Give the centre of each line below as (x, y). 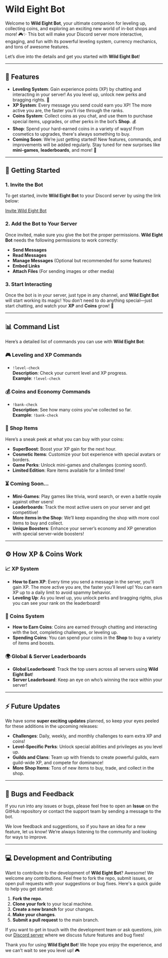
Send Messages (29, 250)
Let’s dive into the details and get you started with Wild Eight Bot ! (72, 56)
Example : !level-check (36, 378)
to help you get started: (29, 889)
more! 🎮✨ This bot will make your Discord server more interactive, (74, 34)
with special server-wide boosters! (48, 534)
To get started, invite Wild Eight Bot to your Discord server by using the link (83, 196)
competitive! (25, 512)
